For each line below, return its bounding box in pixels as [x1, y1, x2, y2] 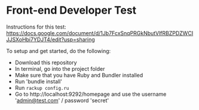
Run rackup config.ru [14, 84, 69, 91]
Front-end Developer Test [6, 4, 137, 17]
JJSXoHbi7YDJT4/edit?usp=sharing [6, 36, 95, 43]
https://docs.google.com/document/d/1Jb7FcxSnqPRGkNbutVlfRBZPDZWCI [6, 29, 194, 36]
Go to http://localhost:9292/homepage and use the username [14, 90, 167, 98]
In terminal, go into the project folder [14, 65, 105, 72]
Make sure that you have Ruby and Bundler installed [14, 71, 143, 78]
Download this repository [14, 59, 77, 66]
